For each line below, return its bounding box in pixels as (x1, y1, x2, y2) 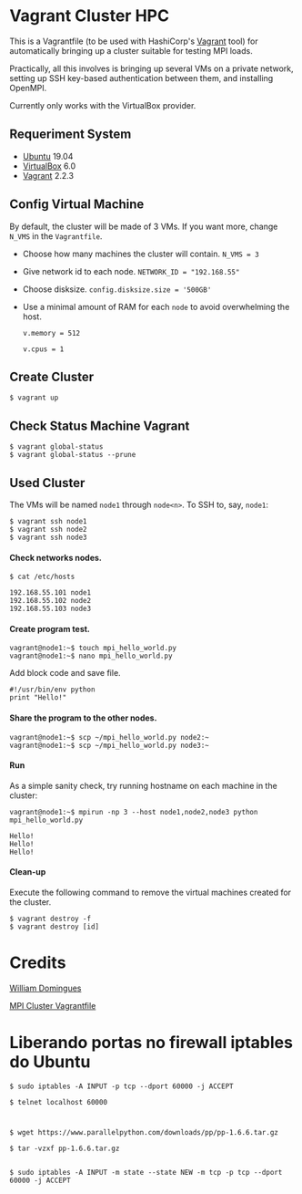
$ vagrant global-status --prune (9, 451, 136, 460)
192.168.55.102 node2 (9, 597, 92, 606)
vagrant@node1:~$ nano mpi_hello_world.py (9, 651, 173, 661)
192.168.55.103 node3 (9, 604, 92, 614)
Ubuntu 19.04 (22, 151, 74, 161)
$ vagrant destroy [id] (9, 922, 100, 931)
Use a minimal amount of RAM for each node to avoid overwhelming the (22, 301, 290, 312)
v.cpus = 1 (22, 344, 65, 354)
